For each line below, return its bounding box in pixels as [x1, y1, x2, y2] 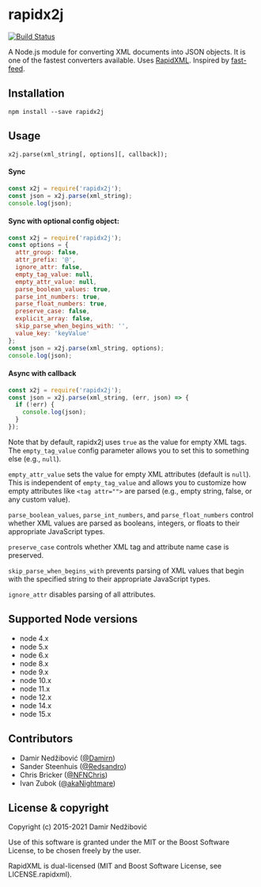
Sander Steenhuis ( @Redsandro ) [19, 761, 127, 771]
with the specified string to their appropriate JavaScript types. [8, 574, 211, 583]
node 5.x [19, 642, 49, 651]
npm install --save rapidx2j [8, 108, 104, 116]
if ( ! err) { [15, 401, 55, 409]
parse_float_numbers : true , [15, 300, 108, 308]
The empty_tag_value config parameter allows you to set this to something [8, 445, 249, 455]
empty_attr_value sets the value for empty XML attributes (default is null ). [8, 469, 252, 479]
